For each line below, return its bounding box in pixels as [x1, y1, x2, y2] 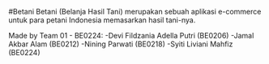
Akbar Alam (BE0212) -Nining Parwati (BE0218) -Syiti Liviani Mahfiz [8, 39, 233, 49]
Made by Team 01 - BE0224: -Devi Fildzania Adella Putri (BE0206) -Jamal [8, 31, 254, 40]
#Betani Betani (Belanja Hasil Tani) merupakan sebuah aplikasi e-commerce [8, 7, 262, 16]
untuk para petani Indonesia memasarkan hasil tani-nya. [8, 15, 196, 25]
